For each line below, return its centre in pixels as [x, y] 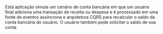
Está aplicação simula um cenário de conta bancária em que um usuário [77, 7]
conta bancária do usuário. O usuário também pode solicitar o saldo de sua [81, 22]
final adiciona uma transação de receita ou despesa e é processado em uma [81, 12]
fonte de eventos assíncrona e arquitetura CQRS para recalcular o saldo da [80, 17]
